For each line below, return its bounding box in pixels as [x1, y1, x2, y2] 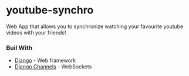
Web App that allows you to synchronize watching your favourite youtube [6, 23, 184, 30]
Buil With [6, 43, 33, 51]
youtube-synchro [6, 4, 94, 17]
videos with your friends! [6, 29, 66, 36]
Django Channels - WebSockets [14, 63, 92, 70]
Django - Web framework [14, 57, 76, 64]
